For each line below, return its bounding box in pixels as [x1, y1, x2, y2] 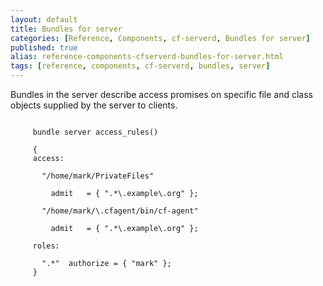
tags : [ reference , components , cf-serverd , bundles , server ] [10, 61, 271, 71]
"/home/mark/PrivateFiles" [41, 171, 155, 181]
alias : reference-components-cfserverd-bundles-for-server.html [10, 52, 284, 62]
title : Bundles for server [10, 24, 123, 34]
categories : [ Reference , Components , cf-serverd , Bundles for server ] [10, 33, 311, 43]
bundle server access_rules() [32, 127, 159, 137]
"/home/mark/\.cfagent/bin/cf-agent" [41, 206, 199, 216]
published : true [10, 42, 78, 53]
